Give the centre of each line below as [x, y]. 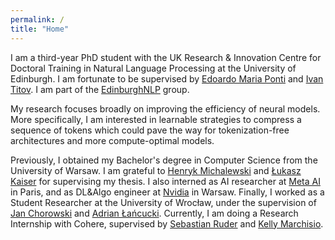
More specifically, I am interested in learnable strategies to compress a [156, 119]
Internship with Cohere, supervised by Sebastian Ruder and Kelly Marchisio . [167, 223]
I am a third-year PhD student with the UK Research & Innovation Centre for [166, 57]
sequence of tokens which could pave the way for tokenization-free [150, 130]
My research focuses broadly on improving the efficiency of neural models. [165, 108]
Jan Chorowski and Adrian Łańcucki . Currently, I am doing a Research [154, 213]
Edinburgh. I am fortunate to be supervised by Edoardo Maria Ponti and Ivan [167, 78]
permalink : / [37, 19]
